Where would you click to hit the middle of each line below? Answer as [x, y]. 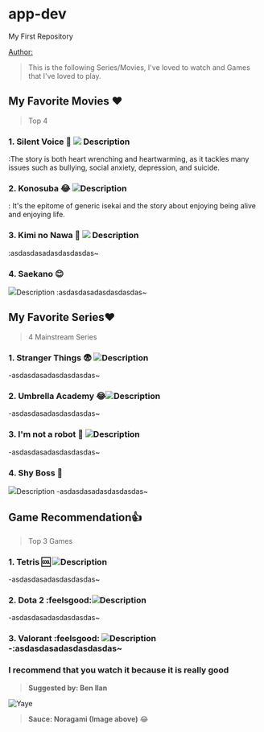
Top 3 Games [50, 541]
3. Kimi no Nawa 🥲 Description [74, 236]
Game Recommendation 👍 [75, 518]
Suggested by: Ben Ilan [68, 688]
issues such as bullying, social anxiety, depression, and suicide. [114, 168]
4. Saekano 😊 [36, 273]
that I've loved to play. [65, 76]
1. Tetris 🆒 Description [58, 561]
